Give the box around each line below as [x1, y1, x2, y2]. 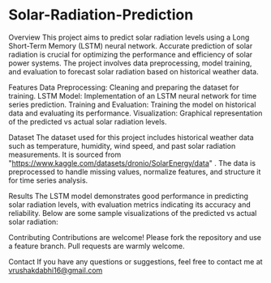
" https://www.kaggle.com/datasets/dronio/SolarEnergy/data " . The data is [8, 158, 256, 167]
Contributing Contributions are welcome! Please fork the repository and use [8, 232, 262, 242]
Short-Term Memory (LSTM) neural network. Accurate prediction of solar [8, 40, 253, 50]
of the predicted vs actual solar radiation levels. [8, 116, 168, 126]
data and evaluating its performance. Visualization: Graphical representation [8, 108, 263, 118]
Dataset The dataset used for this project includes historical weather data [8, 132, 254, 142]
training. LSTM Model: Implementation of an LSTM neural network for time [8, 91, 257, 100]
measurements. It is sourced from [8, 150, 122, 159]
